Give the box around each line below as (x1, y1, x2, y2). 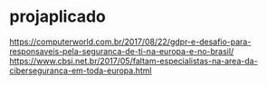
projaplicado (9, 6, 107, 27)
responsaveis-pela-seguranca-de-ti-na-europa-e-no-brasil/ (9, 45, 234, 56)
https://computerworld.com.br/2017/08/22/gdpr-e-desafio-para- (9, 36, 252, 47)
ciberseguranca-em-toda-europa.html (9, 65, 152, 76)
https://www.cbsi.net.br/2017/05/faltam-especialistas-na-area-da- (9, 55, 258, 66)
